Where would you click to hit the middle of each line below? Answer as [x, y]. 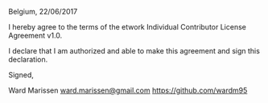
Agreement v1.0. [35, 36]
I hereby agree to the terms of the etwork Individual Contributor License [128, 27]
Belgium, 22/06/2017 [43, 12]
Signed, [21, 75]
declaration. [28, 59]
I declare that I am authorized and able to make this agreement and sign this [134, 51]
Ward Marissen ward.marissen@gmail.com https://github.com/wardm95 [128, 90]
